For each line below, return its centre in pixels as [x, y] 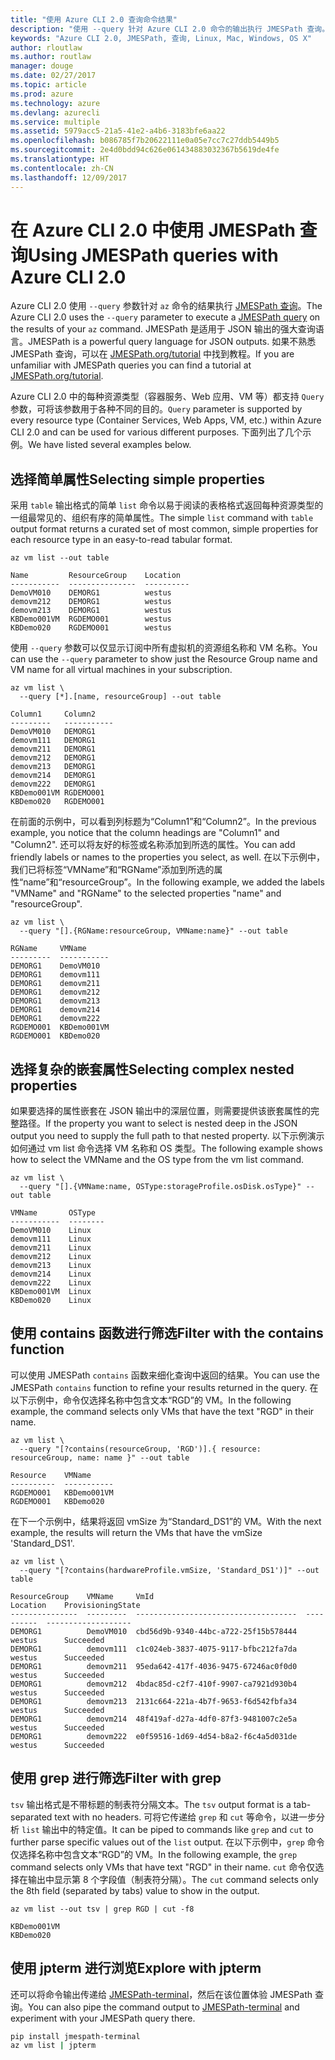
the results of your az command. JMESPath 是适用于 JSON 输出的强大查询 [163, 329]
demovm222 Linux [51, 1283]
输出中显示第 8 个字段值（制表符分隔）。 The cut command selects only [173, 1879]
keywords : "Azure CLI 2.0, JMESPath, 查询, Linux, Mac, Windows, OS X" [161, 38]
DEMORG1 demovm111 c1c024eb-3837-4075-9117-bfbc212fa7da [154, 1649]
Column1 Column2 [53, 714]
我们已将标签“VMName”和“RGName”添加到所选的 [112, 870]
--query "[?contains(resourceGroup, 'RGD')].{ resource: [140, 1449]
